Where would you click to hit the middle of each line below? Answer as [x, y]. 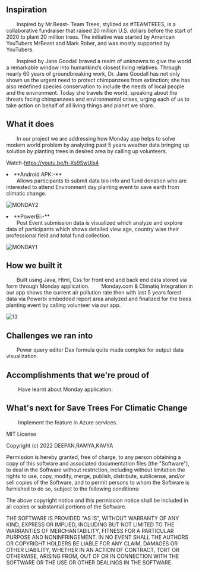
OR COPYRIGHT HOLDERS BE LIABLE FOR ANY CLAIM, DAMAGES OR [92, 543]
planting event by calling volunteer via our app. [64, 305]
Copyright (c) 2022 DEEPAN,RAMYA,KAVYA [60, 445]
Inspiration [27, 10]
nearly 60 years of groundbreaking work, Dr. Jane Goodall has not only [93, 73]
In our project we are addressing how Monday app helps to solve [96, 138]
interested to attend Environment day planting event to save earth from [93, 187]
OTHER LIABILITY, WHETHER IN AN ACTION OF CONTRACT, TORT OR [93, 550]
